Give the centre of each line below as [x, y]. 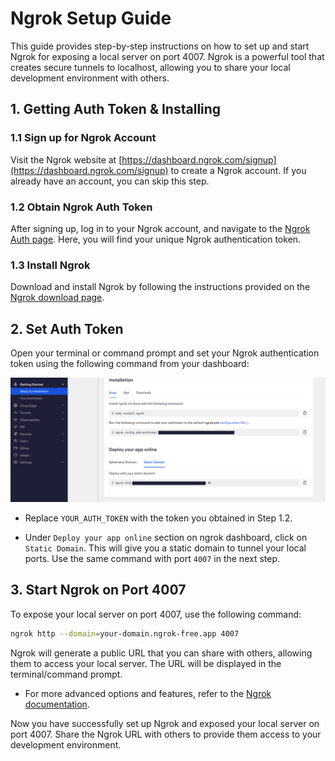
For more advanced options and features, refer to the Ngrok [148, 693]
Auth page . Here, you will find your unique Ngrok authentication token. [156, 239]
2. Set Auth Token [67, 328]
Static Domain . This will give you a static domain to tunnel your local [165, 548]
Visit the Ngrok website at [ [66, 159]
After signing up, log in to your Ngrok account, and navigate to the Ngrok [160, 228]
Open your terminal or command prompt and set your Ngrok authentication [165, 353]
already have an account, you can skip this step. [110, 181]
